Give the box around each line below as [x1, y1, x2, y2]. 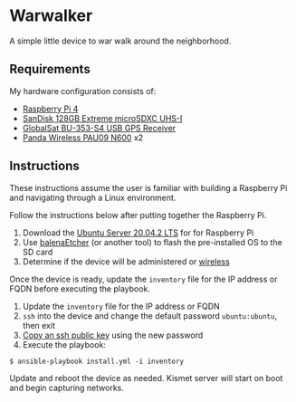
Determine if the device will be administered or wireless [22, 255, 231, 267]
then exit [22, 320, 56, 330]
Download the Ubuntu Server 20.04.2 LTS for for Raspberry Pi [22, 227, 254, 238]
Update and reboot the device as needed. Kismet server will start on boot [9, 372, 283, 383]
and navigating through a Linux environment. [9, 192, 177, 203]
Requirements [9, 62, 91, 77]
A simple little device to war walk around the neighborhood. [9, 35, 232, 46]
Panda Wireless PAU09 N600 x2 [22, 132, 144, 143]
